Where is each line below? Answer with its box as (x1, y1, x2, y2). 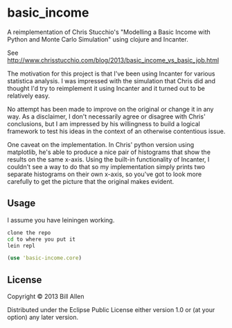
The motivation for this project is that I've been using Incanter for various (7, 69, 215, 78)
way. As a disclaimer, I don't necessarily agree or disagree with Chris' (7, 112, 206, 121)
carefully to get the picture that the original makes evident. (7, 177, 175, 185)
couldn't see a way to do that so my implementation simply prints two (7, 162, 206, 171)
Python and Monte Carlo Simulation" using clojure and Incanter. (7, 35, 188, 43)
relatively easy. (7, 92, 51, 100)
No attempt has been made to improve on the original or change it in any (7, 105, 214, 113)
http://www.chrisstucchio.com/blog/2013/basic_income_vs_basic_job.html (7, 55, 220, 64)
